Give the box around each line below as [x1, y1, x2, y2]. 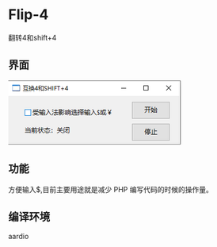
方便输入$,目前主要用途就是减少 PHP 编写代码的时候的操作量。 [8, 184, 214, 194]
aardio [8, 232, 29, 241]
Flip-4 [8, 6, 49, 24]
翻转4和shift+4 [8, 33, 57, 42]
